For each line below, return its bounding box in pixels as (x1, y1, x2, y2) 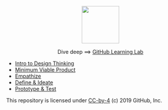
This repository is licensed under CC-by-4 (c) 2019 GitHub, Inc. (6, 97, 163, 104)
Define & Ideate (14, 79, 54, 86)
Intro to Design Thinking (14, 60, 75, 67)
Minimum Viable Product (14, 66, 76, 73)
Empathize (14, 72, 41, 80)
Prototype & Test (14, 85, 57, 92)
